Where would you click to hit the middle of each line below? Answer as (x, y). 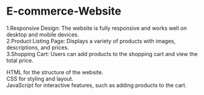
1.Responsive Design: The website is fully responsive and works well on (96, 28)
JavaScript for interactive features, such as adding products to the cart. (96, 85)
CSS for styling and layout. (40, 79)
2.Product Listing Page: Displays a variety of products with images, (91, 41)
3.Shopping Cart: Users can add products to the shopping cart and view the (102, 54)
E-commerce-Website (64, 11)
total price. (20, 60)
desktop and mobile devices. (43, 34)
